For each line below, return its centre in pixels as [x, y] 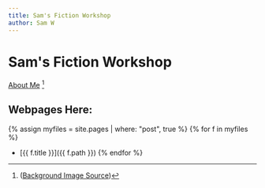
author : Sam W [32, 23]
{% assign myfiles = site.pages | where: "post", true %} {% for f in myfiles [128, 129]
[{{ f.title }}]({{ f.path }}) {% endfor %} [81, 152]
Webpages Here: [50, 110]
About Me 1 [26, 85]
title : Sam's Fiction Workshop [60, 15]
